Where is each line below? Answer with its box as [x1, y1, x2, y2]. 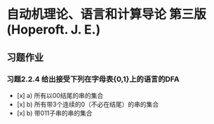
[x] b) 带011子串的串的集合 [16, 109, 93, 117]
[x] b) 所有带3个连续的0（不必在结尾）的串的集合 [16, 99, 159, 109]
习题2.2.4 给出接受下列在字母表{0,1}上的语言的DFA [6, 74, 180, 84]
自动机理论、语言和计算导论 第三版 [6, 6, 206, 22]
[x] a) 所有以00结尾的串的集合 [16, 91, 104, 99]
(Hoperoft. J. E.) [6, 22, 101, 38]
